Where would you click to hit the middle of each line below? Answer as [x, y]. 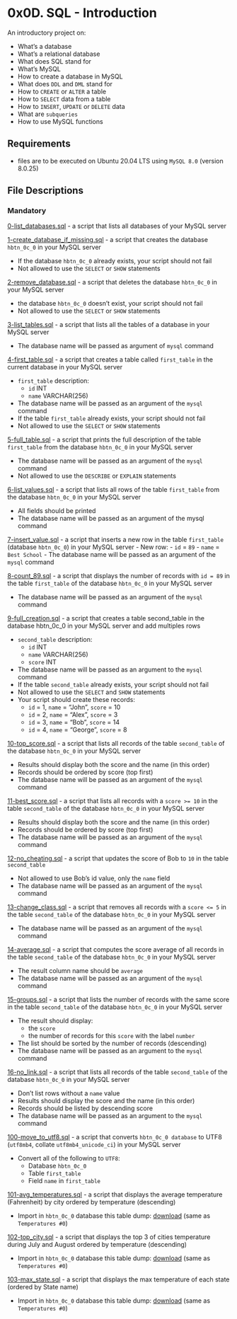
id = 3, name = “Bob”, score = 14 [74, 722]
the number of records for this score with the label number [111, 1036]
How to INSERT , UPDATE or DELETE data [71, 106]
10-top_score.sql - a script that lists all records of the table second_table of [116, 744]
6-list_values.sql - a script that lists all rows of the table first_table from [114, 490]
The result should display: [55, 1021]
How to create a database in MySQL [70, 76]
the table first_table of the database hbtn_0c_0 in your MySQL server [110, 583]
